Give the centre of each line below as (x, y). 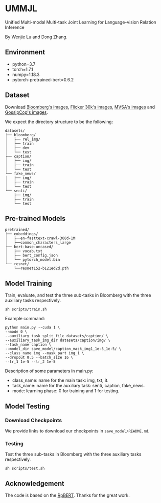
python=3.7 (24, 64)
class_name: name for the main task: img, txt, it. (60, 380)
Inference (15, 27)
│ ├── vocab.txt (24, 251)
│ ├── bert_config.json (31, 255)
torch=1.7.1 (23, 69)
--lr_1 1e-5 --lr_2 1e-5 (30, 362)
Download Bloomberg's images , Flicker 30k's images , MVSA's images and (80, 107)
